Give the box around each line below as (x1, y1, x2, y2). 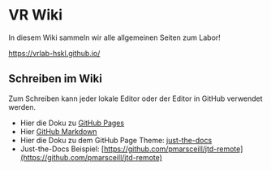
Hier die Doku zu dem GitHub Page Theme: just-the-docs (19, 135, 213, 145)
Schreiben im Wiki (8, 72, 103, 86)
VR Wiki (8, 6, 63, 24)
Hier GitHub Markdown (19, 126, 97, 136)
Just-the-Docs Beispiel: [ (19, 144, 105, 154)
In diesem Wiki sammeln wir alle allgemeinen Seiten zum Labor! (8, 33, 221, 42)
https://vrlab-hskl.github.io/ (8, 48, 101, 58)
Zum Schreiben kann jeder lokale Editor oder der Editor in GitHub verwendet (8, 94, 263, 103)
